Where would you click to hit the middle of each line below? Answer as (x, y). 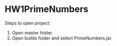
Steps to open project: (27, 23)
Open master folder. (32, 32)
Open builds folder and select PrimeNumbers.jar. (62, 38)
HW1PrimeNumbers (46, 9)
